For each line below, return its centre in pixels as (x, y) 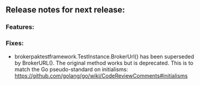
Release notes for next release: (65, 10)
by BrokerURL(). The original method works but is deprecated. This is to (104, 63)
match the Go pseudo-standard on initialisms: (71, 69)
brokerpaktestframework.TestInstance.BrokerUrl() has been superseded (104, 56)
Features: (20, 27)
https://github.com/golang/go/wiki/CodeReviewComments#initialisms (101, 75)
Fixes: (15, 43)
